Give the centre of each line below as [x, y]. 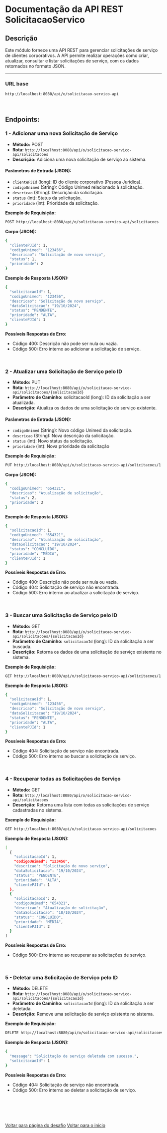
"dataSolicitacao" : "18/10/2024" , [50, 912]
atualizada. [24, 402]
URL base [17, 83]
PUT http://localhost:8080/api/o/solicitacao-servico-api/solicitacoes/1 [83, 465]
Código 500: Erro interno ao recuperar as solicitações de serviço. [79, 955]
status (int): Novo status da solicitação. [53, 441]
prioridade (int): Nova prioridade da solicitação [61, 446]
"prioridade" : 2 [26, 264]
